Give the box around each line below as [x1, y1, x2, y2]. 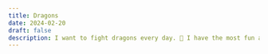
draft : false [8, 26, 52, 34]
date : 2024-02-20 [8, 19, 66, 27]
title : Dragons [8, 11, 59, 20]
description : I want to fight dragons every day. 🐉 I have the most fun [8, 33, 255, 42]
